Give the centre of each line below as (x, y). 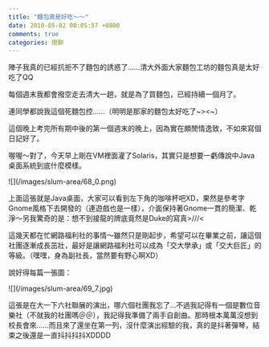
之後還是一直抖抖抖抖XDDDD (63, 335)
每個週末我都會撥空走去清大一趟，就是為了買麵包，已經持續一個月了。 (124, 94)
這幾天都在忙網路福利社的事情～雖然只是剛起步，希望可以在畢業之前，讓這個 (135, 235)
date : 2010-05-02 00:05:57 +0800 (64, 25)
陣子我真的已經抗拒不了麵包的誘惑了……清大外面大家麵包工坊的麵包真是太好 (134, 67)
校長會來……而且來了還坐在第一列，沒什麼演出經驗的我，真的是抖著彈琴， (130, 325)
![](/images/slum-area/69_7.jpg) (61, 288)
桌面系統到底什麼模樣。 (47, 165)
